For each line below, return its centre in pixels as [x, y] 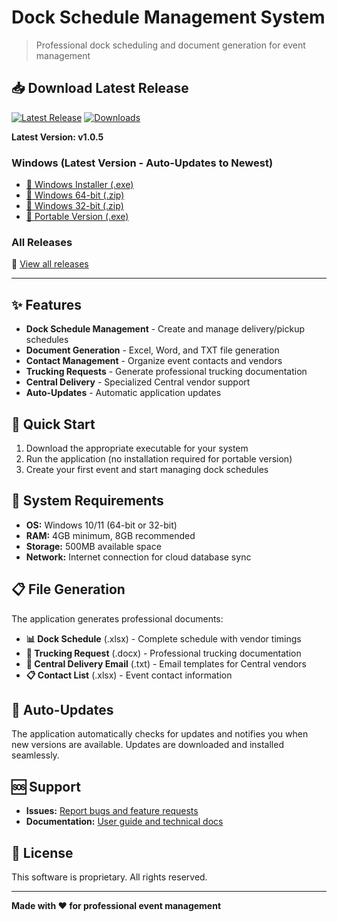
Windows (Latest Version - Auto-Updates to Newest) [142, 163]
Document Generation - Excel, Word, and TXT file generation [152, 350]
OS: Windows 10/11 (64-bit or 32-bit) [101, 525]
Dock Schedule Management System [168, 17]
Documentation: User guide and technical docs [124, 822]
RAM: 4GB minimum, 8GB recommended [110, 535]
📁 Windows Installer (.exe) [79, 185]
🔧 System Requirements [87, 501]
